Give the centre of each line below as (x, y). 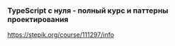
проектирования (38, 19)
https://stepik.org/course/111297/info (61, 35)
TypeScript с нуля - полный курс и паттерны (88, 11)
